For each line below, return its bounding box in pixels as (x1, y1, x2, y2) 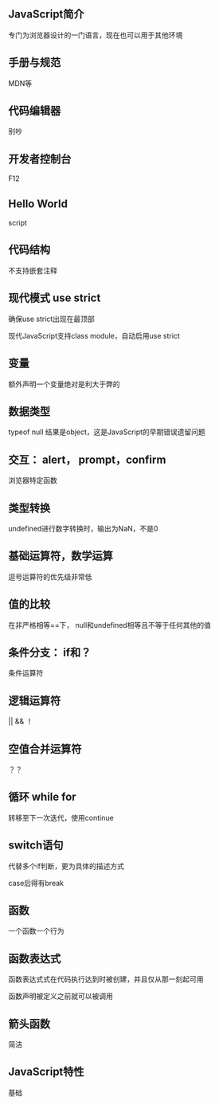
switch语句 (8, 839, 64, 852)
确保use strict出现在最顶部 (8, 314, 96, 323)
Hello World (8, 197, 68, 210)
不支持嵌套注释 (8, 265, 57, 275)
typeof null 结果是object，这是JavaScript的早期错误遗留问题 (8, 427, 205, 437)
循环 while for (8, 790, 77, 804)
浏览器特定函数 (8, 476, 57, 485)
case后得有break (8, 878, 65, 888)
